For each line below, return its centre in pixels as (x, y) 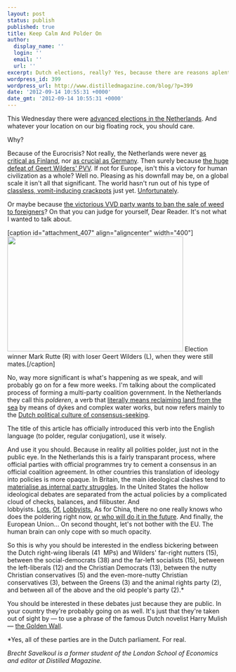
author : (19, 40)
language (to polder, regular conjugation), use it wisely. (87, 436)
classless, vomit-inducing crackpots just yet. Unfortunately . (93, 191)
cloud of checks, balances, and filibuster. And (73, 502)
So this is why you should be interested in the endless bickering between (113, 545)
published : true (31, 27)
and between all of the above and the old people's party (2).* (96, 590)
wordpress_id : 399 (34, 79)
